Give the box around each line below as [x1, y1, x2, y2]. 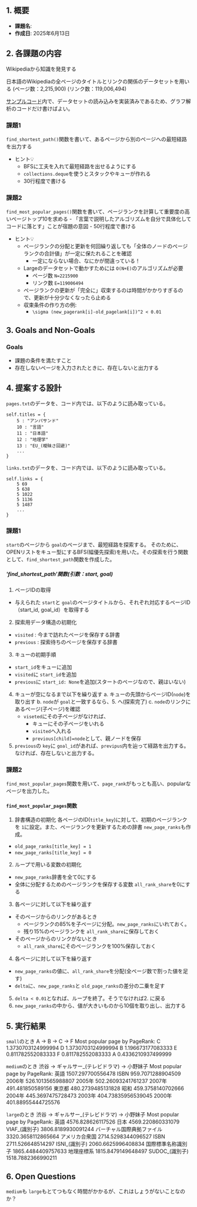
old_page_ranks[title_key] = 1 [14, 843, 92, 850]
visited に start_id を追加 [14, 671, 77, 678]
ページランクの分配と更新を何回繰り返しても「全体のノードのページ [23, 243, 188, 250]
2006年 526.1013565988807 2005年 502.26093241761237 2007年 [6, 1078, 168, 1085]
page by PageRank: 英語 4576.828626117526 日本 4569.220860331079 [6, 1118, 180, 1125]
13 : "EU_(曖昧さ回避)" [16, 443, 71, 449]
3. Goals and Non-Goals [6, 325, 95, 335]
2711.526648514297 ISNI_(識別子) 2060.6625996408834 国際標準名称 [6, 1141, 178, 1148]
